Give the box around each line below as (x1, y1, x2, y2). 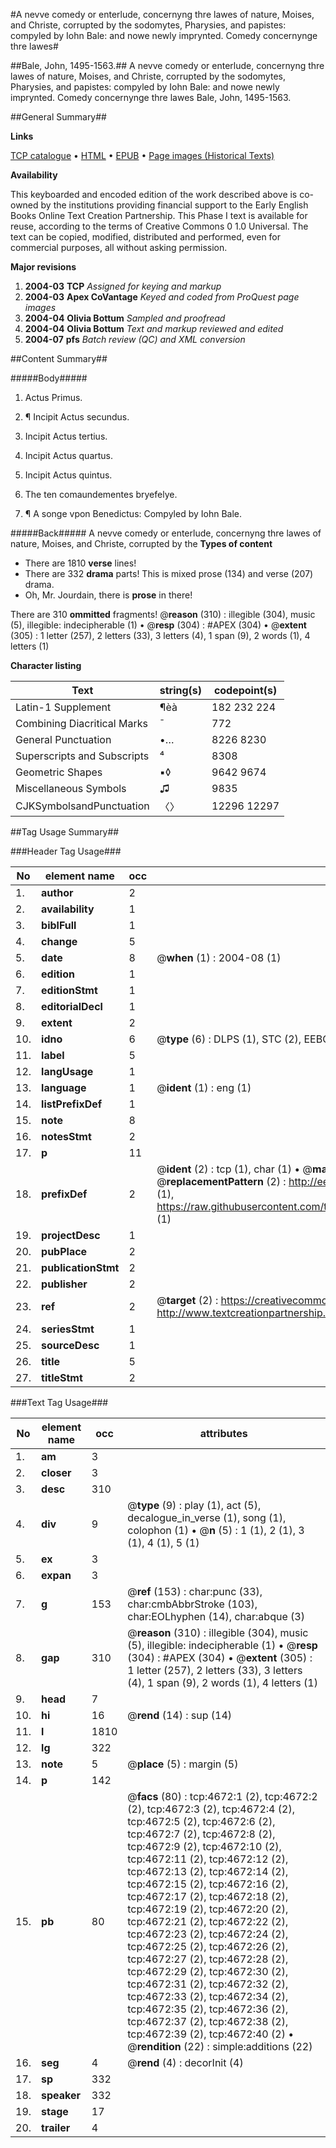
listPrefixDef (41, 1097, 103, 1111)
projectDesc (41, 1229, 101, 1242)
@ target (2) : (156, 1294, 219, 1307)
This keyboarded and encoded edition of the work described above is (10, 189, 298, 200)
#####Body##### (10, 372, 88, 384)
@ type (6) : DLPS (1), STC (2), (156, 1032, 302, 1046)
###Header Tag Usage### (10, 845, 122, 857)
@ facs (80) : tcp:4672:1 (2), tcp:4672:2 (127, 1790, 318, 1803)
